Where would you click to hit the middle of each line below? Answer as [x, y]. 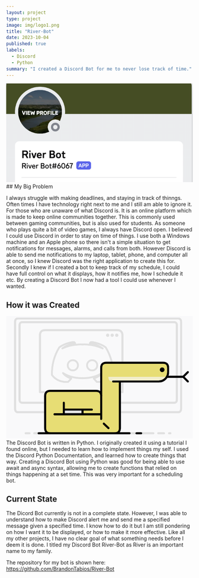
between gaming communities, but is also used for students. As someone [96, 223]
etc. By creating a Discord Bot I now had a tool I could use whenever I [91, 280]
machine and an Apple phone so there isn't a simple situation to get [88, 242]
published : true [26, 44]
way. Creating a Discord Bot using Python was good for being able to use [95, 461]
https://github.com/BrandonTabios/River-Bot [60, 569]
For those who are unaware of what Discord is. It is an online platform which [99, 211]
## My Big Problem [30, 186]
